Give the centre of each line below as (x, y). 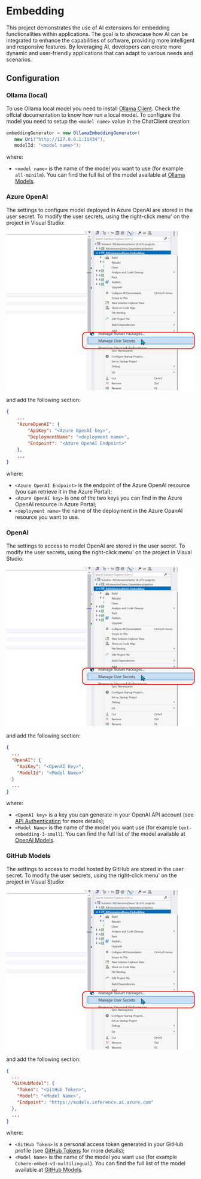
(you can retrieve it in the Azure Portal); (63, 492)
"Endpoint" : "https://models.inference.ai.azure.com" (85, 1102)
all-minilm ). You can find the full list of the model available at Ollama (100, 175)
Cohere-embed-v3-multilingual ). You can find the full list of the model (100, 1163)
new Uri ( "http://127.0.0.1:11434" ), (60, 139)
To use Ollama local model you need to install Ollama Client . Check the (93, 108)
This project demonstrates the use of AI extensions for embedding (88, 28)
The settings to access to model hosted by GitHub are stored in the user (95, 869)
